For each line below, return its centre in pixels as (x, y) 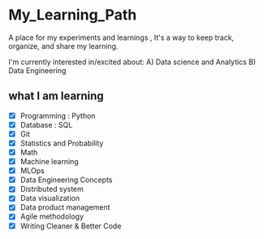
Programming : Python (58, 115)
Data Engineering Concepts (66, 180)
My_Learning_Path (73, 15)
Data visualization (50, 198)
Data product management (65, 207)
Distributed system (52, 189)
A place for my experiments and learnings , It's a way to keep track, (121, 37)
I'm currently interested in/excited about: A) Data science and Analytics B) (132, 62)
